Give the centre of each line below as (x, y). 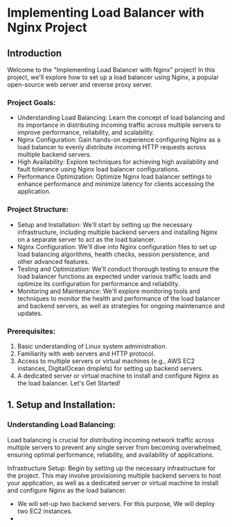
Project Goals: (32, 102)
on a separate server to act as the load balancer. (86, 239)
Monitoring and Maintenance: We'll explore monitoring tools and (109, 291)
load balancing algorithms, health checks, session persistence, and (113, 254)
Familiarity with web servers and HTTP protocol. (86, 353)
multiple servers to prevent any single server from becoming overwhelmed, (115, 447)
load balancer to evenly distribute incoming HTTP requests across (111, 147)
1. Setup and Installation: (61, 405)
